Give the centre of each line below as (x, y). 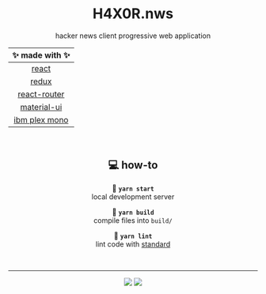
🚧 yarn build (133, 212)
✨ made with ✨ (41, 55)
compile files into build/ (133, 220)
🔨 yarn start (133, 188)
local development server (133, 196)
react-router (41, 94)
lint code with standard (133, 244)
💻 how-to (133, 166)
